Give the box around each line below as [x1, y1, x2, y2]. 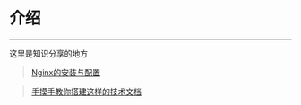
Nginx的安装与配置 [30, 66, 101, 77]
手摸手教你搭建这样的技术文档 [30, 86, 142, 97]
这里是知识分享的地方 [9, 48, 88, 58]
